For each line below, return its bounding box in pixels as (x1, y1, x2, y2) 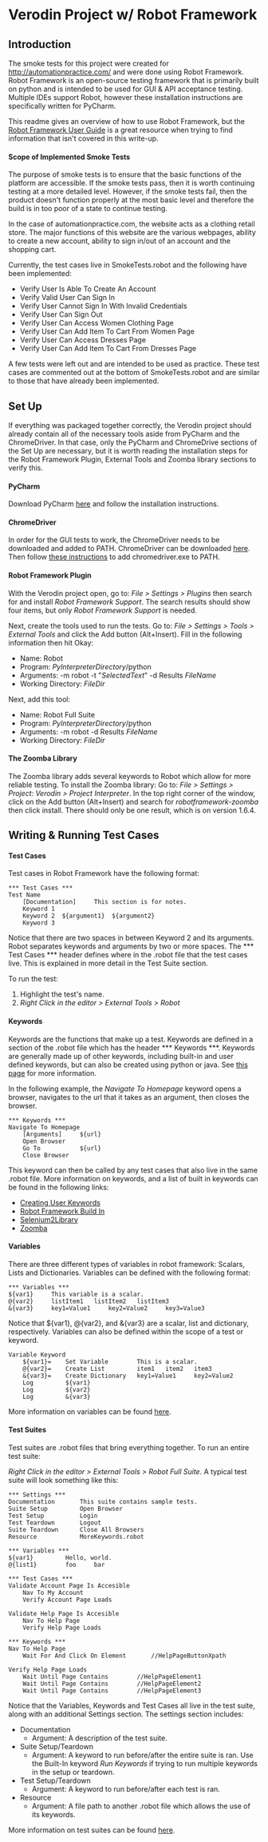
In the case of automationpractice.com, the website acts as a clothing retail (8, 219, 255, 229)
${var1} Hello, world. (8, 1554, 112, 1562)
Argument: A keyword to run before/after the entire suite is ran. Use (31, 1750, 254, 1760)
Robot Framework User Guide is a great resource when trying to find (8, 126, 234, 134)
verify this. (8, 463, 44, 473)
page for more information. (8, 1068, 97, 1077)
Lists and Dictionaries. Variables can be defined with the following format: (8, 1268, 251, 1277)
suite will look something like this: (8, 1476, 119, 1485)
